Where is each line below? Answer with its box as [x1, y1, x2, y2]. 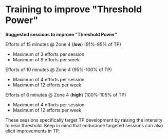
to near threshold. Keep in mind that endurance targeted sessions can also [5, 122, 163, 128]
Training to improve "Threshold [5, 4, 142, 15]
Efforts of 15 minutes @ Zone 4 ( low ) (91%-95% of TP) [5, 41, 122, 47]
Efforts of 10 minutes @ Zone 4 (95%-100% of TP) [5, 66, 112, 73]
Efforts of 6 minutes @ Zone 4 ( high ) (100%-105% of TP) [5, 91, 126, 98]
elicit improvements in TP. [5, 128, 60, 134]
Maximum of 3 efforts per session [12, 51, 85, 57]
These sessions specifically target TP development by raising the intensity [5, 117, 163, 123]
